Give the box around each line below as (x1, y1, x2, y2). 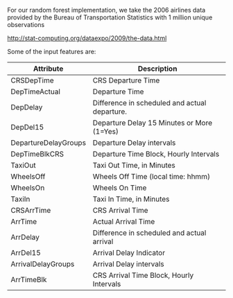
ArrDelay (10, 232, 40, 242)
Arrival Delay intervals (92, 259, 164, 269)
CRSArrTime (10, 206, 51, 215)
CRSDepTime (10, 76, 54, 85)
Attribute (33, 64, 64, 73)
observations (7, 21, 45, 28)
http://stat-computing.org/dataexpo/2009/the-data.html (7, 34, 167, 42)
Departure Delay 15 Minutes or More (92, 118, 213, 128)
